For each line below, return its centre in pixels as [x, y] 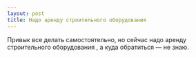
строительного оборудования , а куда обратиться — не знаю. [98, 47]
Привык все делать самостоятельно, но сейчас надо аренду [97, 39]
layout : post [26, 13]
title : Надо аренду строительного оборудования [77, 20]
